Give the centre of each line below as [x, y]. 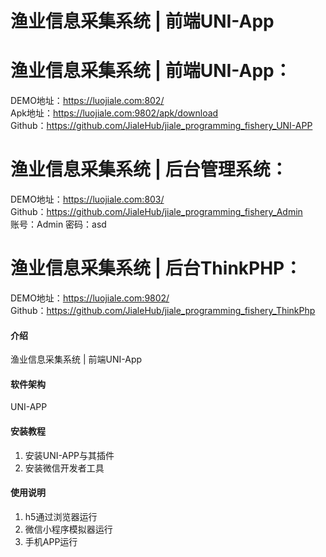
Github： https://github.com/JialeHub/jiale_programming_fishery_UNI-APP [161, 126]
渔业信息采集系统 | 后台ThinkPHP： [156, 268]
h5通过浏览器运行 [61, 516]
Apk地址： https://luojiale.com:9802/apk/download [114, 113]
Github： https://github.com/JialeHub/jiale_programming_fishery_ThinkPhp [163, 310]
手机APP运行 [51, 541]
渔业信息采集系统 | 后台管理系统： [149, 169]
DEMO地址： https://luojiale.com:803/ [87, 199]
